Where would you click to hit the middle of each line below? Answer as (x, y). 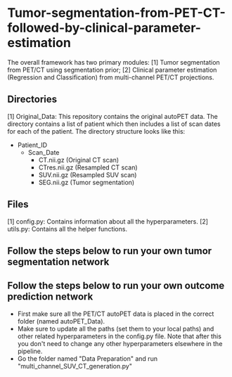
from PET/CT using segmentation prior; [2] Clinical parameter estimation (112, 70)
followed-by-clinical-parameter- (104, 28)
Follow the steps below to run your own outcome (116, 286)
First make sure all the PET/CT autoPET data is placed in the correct (116, 314)
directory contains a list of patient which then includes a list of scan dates (114, 124)
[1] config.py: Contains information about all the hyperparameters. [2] (108, 221)
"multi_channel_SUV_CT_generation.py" (75, 366)
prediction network (50, 297)
